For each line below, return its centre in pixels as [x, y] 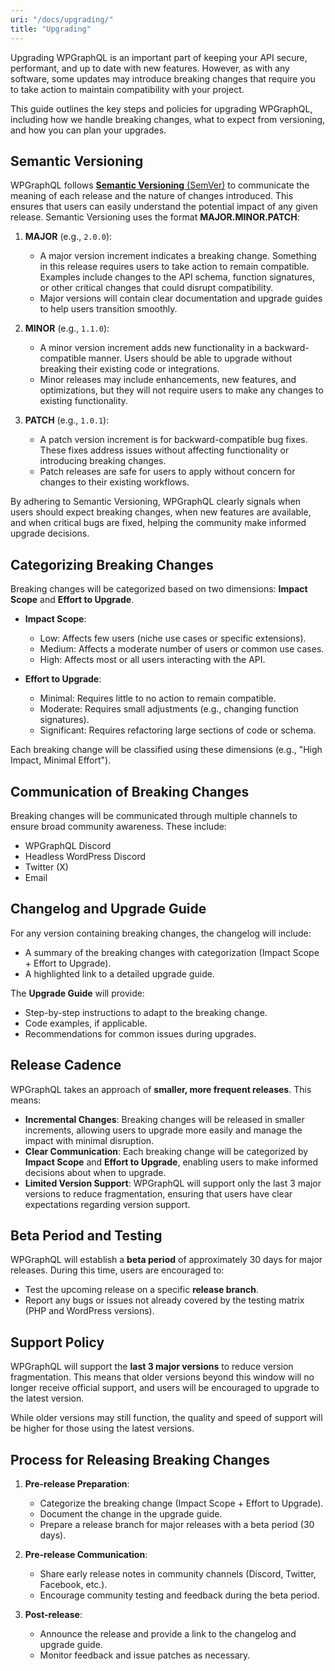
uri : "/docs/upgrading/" [62, 19]
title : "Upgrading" [51, 29]
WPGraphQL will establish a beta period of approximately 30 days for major [166, 1260]
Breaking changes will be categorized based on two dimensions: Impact [159, 589]
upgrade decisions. [50, 533]
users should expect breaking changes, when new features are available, [161, 512]
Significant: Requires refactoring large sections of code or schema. [178, 730]
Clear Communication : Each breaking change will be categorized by [166, 1151]
